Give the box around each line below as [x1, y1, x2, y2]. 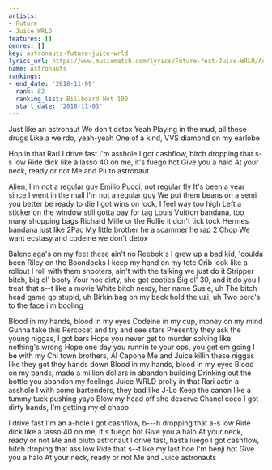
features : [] [8, 34, 53, 43]
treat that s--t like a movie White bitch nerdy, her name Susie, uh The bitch [8, 284, 257, 293]
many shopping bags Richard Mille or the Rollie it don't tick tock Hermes [8, 216, 249, 226]
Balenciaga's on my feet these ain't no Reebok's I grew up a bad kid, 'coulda [8, 249, 264, 259]
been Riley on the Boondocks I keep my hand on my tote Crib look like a [8, 258, 249, 267]
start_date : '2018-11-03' [15, 102, 104, 110]
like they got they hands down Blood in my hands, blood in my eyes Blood [8, 360, 254, 370]
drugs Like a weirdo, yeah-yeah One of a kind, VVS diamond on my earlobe [8, 133, 261, 143]
